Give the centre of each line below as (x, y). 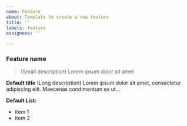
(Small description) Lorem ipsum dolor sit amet (77, 71)
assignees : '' (24, 33)
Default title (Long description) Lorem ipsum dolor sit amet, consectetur (93, 83)
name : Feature (24, 11)
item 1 (22, 112)
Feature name (26, 59)
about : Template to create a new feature (58, 17)
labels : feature (26, 28)
